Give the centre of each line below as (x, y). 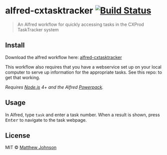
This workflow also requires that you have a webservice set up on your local (83, 67)
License (18, 135)
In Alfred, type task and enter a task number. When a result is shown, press (83, 115)
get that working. (23, 77)
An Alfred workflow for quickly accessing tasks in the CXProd (81, 24)
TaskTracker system (38, 29)
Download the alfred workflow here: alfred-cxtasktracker (64, 57)
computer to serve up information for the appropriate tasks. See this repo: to (83, 72)
